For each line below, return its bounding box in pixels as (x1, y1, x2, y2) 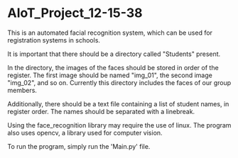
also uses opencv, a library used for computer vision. (7, 128, 163, 137)
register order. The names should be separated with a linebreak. (7, 107, 195, 115)
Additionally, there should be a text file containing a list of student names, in (7, 99, 229, 108)
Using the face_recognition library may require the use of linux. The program (7, 120, 232, 129)
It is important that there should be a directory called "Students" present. (7, 50, 221, 58)
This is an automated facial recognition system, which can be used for (7, 28, 213, 37)
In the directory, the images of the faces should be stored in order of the (7, 63, 219, 72)
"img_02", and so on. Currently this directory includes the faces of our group (7, 78, 232, 86)
